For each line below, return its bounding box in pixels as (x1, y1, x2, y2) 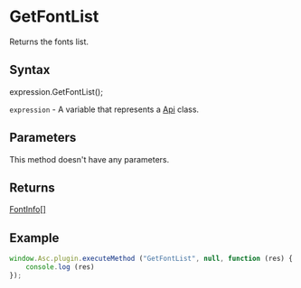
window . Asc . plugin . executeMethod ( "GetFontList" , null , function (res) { (9, 255, 294, 264)
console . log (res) (25, 263, 95, 272)
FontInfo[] (9, 204, 47, 215)
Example (9, 230, 60, 246)
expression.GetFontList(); (9, 86, 104, 97)
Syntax (9, 62, 51, 78)
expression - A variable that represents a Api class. (9, 104, 200, 115)
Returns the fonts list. (9, 36, 89, 47)
